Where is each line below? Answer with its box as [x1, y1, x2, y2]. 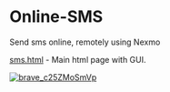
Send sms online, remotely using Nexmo [9, 36, 161, 47]
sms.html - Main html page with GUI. [9, 54, 147, 65]
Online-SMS [9, 6, 104, 27]
